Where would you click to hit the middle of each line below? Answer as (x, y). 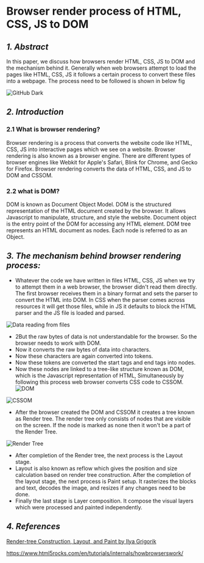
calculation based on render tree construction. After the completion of (103, 474)
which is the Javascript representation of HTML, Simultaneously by (99, 375)
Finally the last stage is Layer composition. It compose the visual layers (104, 501)
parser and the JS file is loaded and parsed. (70, 312)
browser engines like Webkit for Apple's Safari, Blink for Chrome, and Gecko (102, 162)
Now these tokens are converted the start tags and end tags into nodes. (105, 362)
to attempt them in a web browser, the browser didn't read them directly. (106, 287)
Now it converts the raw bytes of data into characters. (83, 349)
